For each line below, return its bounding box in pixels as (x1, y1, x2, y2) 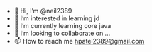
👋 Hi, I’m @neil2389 (13, 7, 72, 15)
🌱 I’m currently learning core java (13, 22, 112, 30)
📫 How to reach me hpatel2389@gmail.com (13, 37, 145, 45)
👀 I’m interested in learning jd (13, 14, 100, 22)
